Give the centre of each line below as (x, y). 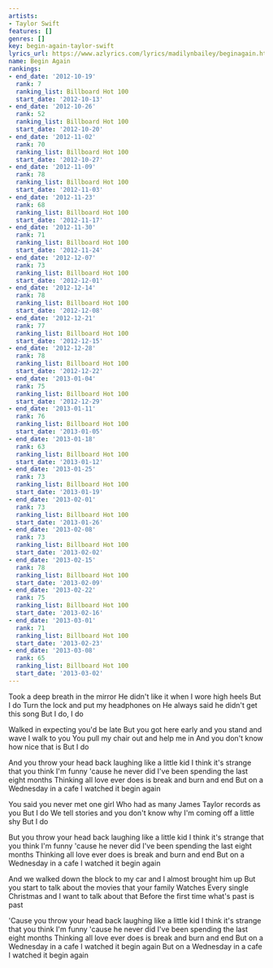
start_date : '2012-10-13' (60, 99)
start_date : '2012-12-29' (60, 402)
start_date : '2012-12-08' (60, 310)
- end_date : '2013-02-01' (52, 499)
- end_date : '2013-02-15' (52, 560)
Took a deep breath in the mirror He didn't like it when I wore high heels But (135, 697)
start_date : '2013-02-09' (60, 583)
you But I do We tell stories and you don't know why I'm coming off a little (131, 813)
